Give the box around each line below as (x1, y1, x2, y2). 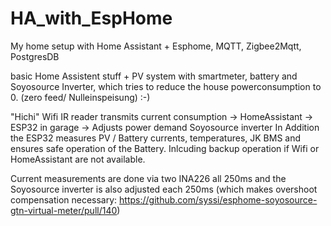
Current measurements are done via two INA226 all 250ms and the (10, 172, 287, 184)
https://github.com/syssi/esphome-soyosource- (119, 193, 318, 206)
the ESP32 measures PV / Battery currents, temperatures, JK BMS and (10, 132, 302, 144)
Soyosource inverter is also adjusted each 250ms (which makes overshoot (10, 183, 318, 195)
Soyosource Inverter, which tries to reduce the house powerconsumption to (10, 80, 322, 92)
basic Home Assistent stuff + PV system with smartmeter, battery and (10, 70, 298, 82)
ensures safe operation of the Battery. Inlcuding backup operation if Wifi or (10, 142, 320, 154)
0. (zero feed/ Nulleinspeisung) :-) (10, 91, 151, 103)
